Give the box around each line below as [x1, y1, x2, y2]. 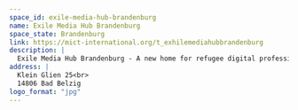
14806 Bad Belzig [17, 79, 82, 88]
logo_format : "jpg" [9, 87, 82, 96]
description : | [9, 46, 66, 55]
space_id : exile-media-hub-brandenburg [9, 12, 157, 22]
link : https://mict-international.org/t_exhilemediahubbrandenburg [9, 37, 264, 47]
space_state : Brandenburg [9, 29, 105, 38]
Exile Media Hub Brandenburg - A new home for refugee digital [17, 54, 255, 63]
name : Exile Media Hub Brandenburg [9, 21, 141, 30]
